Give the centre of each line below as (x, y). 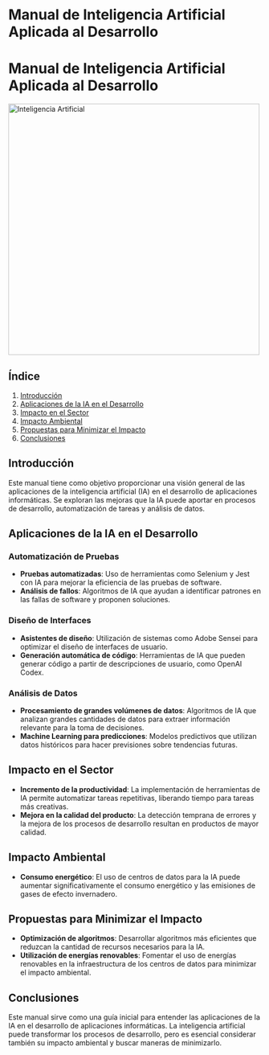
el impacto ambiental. (55, 973)
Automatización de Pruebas (64, 556)
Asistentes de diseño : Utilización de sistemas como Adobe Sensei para (139, 638)
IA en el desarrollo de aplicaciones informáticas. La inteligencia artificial (127, 1026)
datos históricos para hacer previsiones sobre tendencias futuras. (129, 745)
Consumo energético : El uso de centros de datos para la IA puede (130, 876)
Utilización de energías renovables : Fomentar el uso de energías (128, 955)
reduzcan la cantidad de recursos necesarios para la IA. (112, 947)
